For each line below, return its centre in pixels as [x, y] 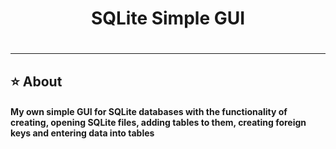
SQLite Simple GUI [168, 18]
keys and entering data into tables [82, 133]
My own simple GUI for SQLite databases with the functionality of [149, 112]
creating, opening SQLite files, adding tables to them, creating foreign [158, 123]
